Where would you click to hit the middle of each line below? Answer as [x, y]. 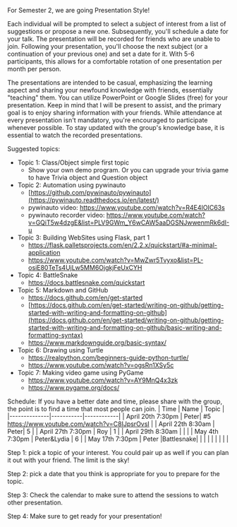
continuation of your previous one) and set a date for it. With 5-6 [101, 54]
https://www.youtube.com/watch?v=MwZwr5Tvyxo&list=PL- [116, 260]
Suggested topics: [34, 149]
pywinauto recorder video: [66, 215]
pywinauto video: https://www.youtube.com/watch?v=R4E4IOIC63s [127, 207]
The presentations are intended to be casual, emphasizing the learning [110, 83]
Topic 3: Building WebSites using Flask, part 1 [84, 237]
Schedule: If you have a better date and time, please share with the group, [115, 401]
